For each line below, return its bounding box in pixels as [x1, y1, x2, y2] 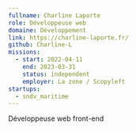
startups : [8, 84, 41, 93]
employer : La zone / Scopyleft [22, 77, 126, 85]
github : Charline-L [8, 41, 73, 49]
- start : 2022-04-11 [15, 56, 83, 64]
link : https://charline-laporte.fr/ [8, 33, 129, 42]
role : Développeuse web [8, 19, 87, 27]
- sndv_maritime [15, 92, 69, 100]
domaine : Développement [8, 26, 87, 34]
